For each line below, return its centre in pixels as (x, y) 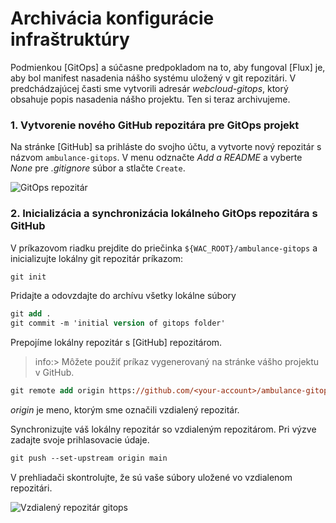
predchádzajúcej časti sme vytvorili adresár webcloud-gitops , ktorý (149, 88)
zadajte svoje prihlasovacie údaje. (80, 440)
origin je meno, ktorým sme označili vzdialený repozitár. (125, 410)
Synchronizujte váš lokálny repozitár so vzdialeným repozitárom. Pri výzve (163, 429)
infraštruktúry (70, 39)
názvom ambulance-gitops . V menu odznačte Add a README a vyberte (156, 158)
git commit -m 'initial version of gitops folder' (118, 323)
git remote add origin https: (73, 391)
